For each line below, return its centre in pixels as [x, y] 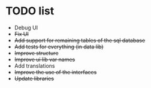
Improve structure [36, 53]
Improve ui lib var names [45, 59]
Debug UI [26, 28]
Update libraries [34, 78]
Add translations [34, 66]
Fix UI [22, 34]
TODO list [30, 11]
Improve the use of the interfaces [55, 72]
